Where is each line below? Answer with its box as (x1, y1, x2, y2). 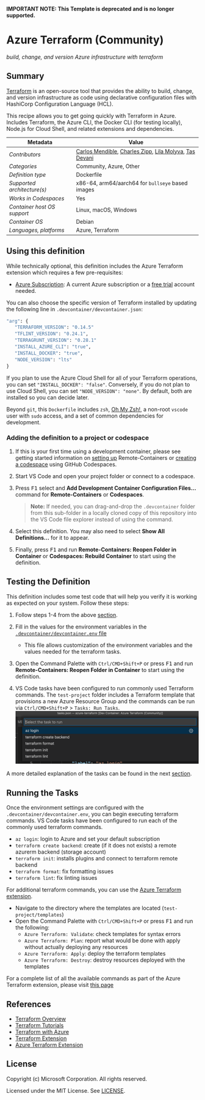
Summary (6, 71, 45, 81)
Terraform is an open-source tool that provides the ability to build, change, (6, 87, 194, 94)
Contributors (9, 151, 41, 158)
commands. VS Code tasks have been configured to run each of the (6, 817, 178, 824)
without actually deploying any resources (24, 943, 128, 951)
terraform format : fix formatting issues (15, 868, 114, 875)
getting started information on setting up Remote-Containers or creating (15, 454, 196, 461)
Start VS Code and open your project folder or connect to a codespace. (15, 472, 195, 479)
